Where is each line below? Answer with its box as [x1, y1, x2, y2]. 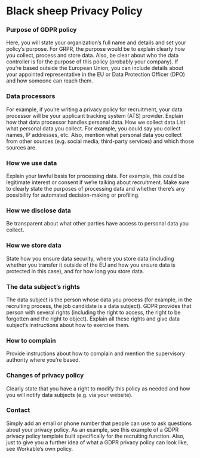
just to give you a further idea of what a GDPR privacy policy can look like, [6, 438, 189, 446]
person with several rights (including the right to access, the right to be [6, 309, 181, 316]
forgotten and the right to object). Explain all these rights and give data [6, 315, 180, 322]
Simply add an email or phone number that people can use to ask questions [6, 420, 192, 427]
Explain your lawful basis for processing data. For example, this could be [6, 172, 185, 180]
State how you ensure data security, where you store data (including [6, 255, 174, 262]
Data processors [6, 92, 56, 100]
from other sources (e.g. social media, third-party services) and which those [6, 138, 195, 145]
